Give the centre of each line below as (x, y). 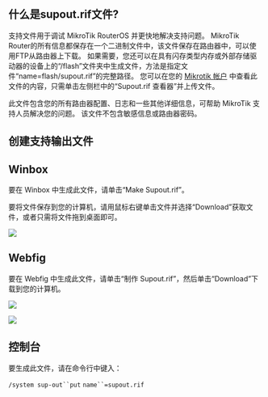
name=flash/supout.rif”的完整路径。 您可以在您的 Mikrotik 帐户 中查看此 (138, 76)
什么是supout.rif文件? (64, 15)
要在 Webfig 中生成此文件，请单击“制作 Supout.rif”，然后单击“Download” (130, 278)
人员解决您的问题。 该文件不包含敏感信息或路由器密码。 (108, 113)
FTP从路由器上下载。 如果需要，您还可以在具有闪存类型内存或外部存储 (132, 56)
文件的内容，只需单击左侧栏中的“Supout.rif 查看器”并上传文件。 (114, 86)
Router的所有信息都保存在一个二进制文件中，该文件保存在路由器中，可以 (129, 45)
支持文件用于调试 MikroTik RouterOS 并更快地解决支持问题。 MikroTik (124, 36)
